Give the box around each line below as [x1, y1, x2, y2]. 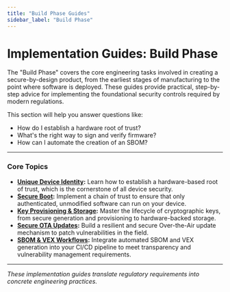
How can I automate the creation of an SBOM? [16, 138, 149, 147]
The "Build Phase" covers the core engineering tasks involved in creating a [7, 68, 218, 77]
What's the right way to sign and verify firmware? [16, 131, 157, 140]
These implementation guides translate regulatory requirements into [7, 269, 200, 278]
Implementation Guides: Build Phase [7, 46, 218, 62]
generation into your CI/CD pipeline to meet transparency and [16, 243, 192, 251]
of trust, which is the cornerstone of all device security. [16, 185, 173, 193]
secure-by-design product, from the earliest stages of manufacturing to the [7, 76, 220, 84]
